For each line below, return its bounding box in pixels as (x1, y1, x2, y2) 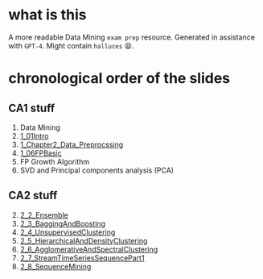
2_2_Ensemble (19, 210, 68, 219)
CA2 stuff (8, 189, 58, 202)
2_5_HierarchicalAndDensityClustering (19, 235, 148, 245)
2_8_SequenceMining (19, 261, 92, 271)
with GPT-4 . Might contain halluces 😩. (8, 40, 134, 50)
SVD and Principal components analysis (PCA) (19, 165, 175, 175)
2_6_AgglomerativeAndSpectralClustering (19, 244, 158, 254)
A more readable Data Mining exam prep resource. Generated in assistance (8, 32, 256, 42)
